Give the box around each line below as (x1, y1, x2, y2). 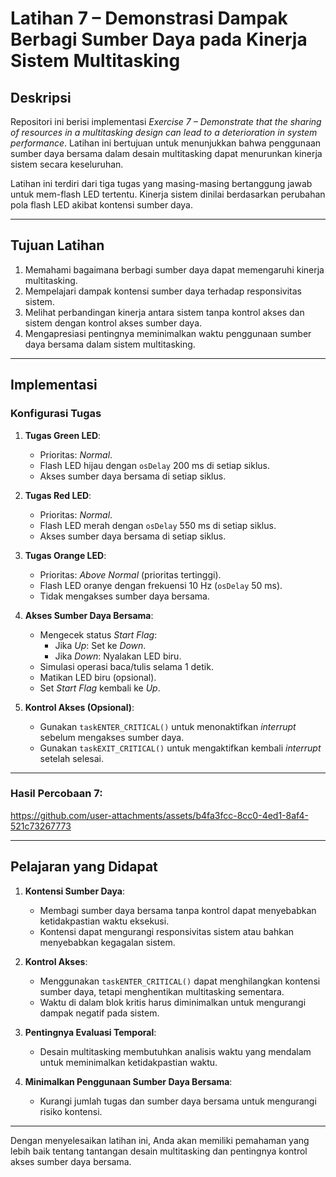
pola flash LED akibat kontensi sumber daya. (10, 199, 194, 211)
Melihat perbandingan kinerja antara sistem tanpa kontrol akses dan (24, 306, 305, 318)
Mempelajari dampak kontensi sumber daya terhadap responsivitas (24, 285, 303, 297)
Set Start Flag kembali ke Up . (39, 682, 161, 694)
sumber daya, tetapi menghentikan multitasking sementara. (39, 985, 285, 997)
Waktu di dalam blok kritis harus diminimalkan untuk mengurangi (39, 996, 307, 1008)
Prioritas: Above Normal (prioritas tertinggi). (39, 568, 222, 581)
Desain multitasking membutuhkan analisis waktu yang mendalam (39, 1045, 312, 1057)
